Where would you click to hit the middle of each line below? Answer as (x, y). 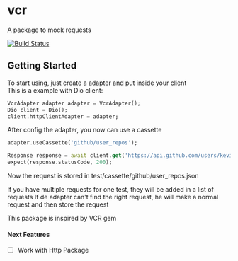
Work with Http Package (53, 250)
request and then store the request (58, 204)
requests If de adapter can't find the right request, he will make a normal (113, 197)
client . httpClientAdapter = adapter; (63, 116)
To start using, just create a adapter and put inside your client (97, 83)
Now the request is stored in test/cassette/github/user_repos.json (103, 176)
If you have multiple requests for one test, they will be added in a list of (111, 189)
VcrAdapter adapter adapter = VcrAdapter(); (74, 103)
